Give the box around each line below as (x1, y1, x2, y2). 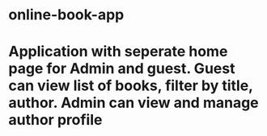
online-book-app (8, 6, 125, 24)
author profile (8, 111, 103, 130)
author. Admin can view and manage (8, 94, 259, 112)
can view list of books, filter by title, (8, 76, 253, 95)
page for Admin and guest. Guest (8, 60, 235, 78)
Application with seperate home (8, 43, 228, 61)
